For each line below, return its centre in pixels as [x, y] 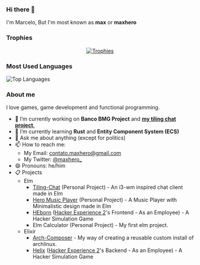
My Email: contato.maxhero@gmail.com [72, 153]
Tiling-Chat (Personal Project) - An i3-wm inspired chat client [108, 187]
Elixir [30, 232]
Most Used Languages [39, 66]
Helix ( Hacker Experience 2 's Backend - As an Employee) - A [107, 250]
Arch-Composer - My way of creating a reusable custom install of [113, 238]
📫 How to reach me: [40, 144]
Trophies [19, 38]
